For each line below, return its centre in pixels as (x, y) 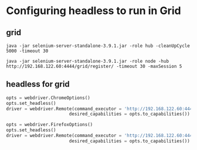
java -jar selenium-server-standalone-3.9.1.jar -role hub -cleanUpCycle (98, 46)
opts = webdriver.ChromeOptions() (48, 98)
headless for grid (38, 84)
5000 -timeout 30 (27, 51)
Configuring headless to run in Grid (94, 11)
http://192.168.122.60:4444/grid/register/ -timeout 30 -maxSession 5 (94, 66)
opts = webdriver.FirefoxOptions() (50, 125)
